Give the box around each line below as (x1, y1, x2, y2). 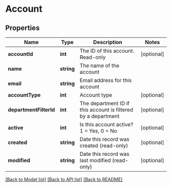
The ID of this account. (79, 47, 135, 54)
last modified (79, 157, 111, 164)
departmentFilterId (8, 106, 55, 113)
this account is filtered (79, 106, 133, 113)
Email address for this (79, 77, 132, 84)
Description (93, 39, 123, 46)
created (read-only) (79, 142, 128, 149)
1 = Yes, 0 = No (79, 128, 117, 134)
